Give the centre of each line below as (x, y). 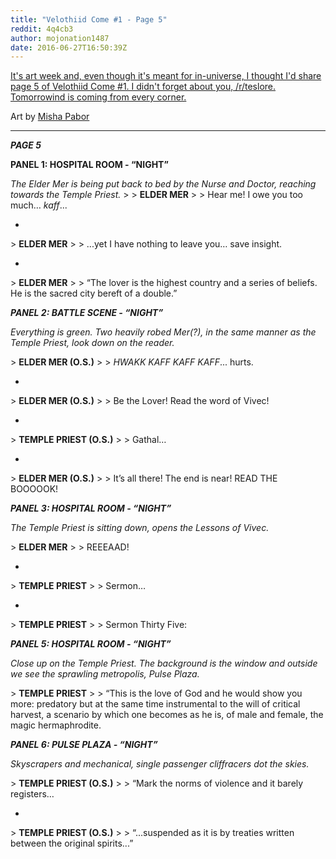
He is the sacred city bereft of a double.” (94, 293)
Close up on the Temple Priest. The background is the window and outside (164, 663)
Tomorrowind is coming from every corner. (98, 97)
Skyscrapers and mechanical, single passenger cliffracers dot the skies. (160, 764)
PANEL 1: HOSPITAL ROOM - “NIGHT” (89, 165)
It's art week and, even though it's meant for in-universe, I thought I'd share (166, 76)
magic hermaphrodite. (56, 725)
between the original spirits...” (72, 843)
